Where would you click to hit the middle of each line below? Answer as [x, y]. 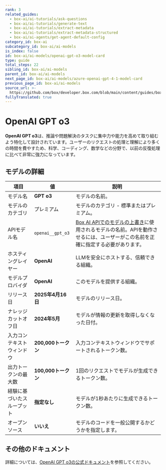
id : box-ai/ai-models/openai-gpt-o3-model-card [55, 56]
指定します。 [105, 430]
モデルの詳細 [25, 171]
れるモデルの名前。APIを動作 [119, 230]
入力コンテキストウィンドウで [110, 343]
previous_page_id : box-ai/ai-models [43, 83]
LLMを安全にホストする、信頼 [110, 258]
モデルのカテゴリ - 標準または [111, 206]
